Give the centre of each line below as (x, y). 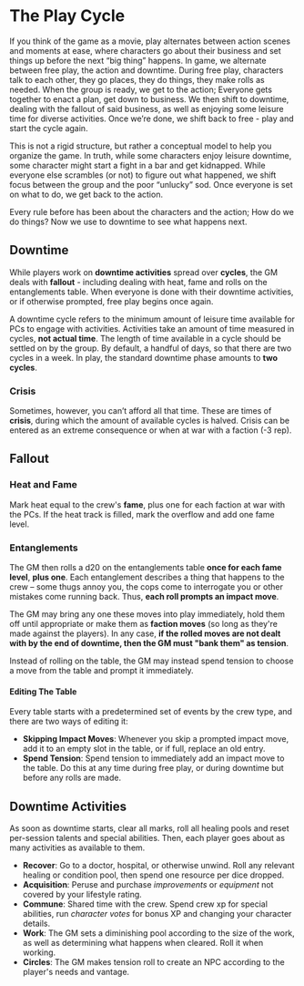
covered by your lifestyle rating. (82, 895)
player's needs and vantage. (76, 972)
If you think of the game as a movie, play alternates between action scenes (150, 41)
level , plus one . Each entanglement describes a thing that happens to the (147, 577)
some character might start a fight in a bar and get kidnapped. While (137, 165)
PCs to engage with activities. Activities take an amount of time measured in (152, 328)
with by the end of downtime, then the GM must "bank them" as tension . (149, 643)
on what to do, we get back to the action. (86, 194)
